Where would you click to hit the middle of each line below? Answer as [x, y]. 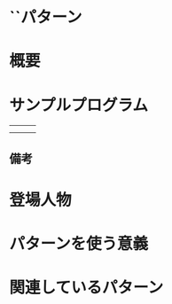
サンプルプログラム [79, 105]
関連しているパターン [86, 288]
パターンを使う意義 [79, 244]
